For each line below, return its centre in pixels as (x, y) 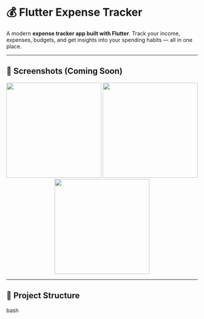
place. (14, 46)
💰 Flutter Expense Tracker (74, 12)
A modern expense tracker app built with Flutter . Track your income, (93, 33)
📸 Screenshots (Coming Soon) (64, 71)
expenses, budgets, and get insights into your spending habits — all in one (100, 40)
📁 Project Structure (43, 296)
